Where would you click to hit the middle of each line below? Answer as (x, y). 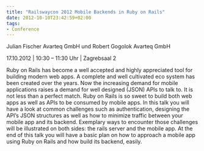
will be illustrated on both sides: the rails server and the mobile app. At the (100, 128)
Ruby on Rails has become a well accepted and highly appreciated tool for (100, 70)
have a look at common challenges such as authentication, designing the (98, 109)
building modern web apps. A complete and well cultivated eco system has (101, 76)
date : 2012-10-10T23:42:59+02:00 (49, 18)
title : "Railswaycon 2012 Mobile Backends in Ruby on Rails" (86, 12)
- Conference (23, 29)
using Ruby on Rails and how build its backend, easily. (74, 142)
